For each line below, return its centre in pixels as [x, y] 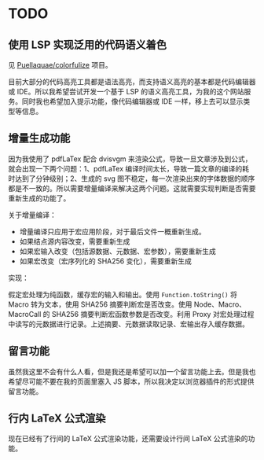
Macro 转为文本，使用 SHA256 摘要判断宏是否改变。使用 [100, 304]
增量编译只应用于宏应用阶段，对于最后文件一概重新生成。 [112, 231]
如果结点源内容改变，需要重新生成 [75, 241]
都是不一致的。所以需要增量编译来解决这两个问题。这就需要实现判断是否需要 [132, 188]
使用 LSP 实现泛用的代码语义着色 [88, 44]
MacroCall [25, 314]
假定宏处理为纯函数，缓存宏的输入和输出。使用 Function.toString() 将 [123, 294]
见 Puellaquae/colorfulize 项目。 [60, 65]
